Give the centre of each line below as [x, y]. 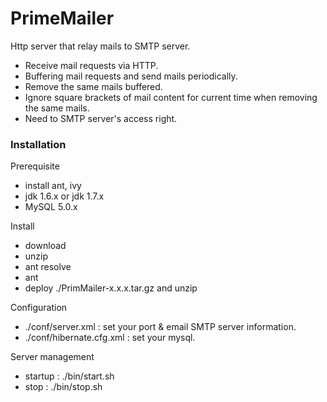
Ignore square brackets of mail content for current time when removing [171, 97]
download [45, 246]
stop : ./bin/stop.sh [63, 387]
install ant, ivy [53, 186]
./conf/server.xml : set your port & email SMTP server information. [160, 327]
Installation [38, 144]
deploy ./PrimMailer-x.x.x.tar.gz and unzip [111, 288]
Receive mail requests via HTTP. [91, 65]
